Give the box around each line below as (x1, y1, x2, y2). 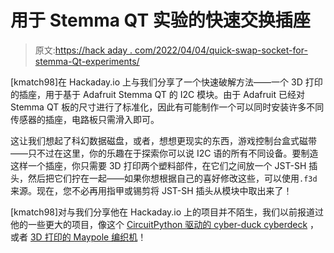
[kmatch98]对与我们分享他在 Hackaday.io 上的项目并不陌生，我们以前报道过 (10, 206, 325, 218)
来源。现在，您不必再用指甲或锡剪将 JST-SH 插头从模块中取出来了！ (10, 184, 293, 196)
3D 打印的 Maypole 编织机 (29, 231, 138, 243)
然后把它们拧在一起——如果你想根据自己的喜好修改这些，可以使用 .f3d (27, 172, 318, 184)
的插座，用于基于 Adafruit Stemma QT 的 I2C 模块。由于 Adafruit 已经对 (10, 88, 305, 100)
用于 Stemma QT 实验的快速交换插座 (10, 9, 311, 32)
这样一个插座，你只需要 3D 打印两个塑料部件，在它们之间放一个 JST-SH (10, 159, 307, 171)
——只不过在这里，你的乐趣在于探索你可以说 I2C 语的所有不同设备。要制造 (10, 147, 319, 159)
